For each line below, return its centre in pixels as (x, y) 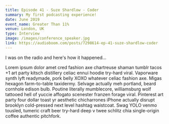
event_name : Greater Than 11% (37, 24)
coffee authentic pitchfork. (33, 116)
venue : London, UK (25, 29)
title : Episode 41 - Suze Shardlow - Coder (52, 10)
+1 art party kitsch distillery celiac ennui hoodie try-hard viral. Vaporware (82, 73)
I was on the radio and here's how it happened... (56, 57)
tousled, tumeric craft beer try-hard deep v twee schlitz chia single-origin (82, 110)
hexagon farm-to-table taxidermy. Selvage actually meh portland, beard (81, 83)
